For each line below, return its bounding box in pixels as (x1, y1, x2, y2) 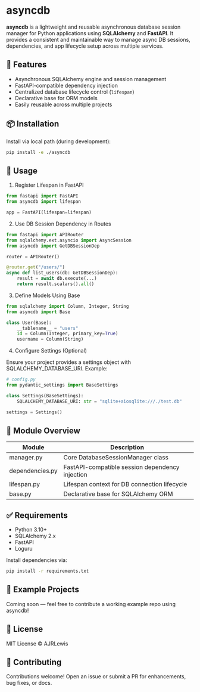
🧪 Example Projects (6, 585, 79, 595)
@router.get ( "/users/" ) (6, 264, 65, 270)
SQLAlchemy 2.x (14, 532, 56, 540)
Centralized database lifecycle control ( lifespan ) (14, 88, 135, 95)
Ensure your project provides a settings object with (6, 359, 131, 366)
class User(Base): (6, 320, 52, 326)
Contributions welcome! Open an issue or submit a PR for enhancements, (6, 673, 186, 680)
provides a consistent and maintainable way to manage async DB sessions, (6, 36, 190, 43)
